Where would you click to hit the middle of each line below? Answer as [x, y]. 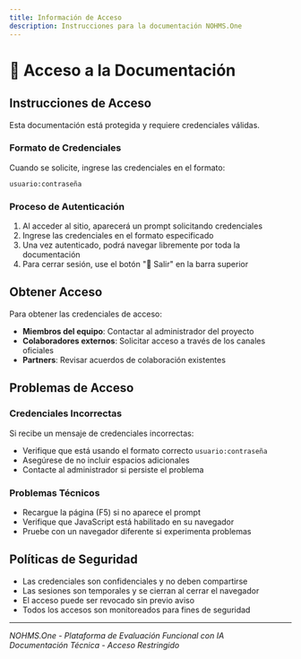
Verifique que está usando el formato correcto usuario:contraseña [145, 450]
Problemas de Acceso [72, 388]
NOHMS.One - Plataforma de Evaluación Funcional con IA [117, 635]
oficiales [38, 350]
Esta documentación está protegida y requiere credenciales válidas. [134, 125]
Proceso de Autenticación [67, 206]
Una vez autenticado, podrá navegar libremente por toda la [131, 245]
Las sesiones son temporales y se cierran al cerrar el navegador [141, 590]
